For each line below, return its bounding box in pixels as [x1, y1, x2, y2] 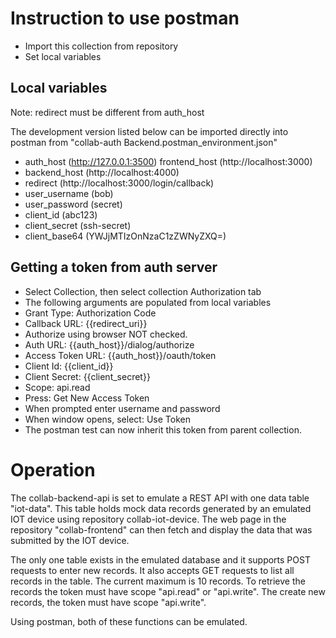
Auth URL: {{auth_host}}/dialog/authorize [24, 338, 195, 351]
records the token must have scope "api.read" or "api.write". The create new [10, 585, 326, 597]
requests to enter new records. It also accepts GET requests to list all [10, 564, 295, 576]
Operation [10, 458, 96, 481]
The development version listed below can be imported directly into [10, 125, 289, 137]
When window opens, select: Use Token [24, 413, 191, 425]
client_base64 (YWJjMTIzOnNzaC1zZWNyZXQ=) [24, 230, 227, 242]
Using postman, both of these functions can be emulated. [10, 615, 248, 627]
